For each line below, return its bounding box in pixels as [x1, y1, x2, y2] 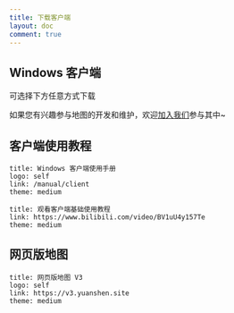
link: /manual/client [9, 180, 90, 189]
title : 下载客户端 [9, 13, 71, 22]
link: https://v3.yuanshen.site [9, 288, 130, 298]
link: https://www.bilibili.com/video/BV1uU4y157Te [9, 213, 205, 222]
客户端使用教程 [9, 138, 92, 153]
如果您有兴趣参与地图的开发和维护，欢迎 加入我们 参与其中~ [9, 109, 226, 121]
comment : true [9, 30, 63, 38]
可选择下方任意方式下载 [9, 90, 96, 101]
